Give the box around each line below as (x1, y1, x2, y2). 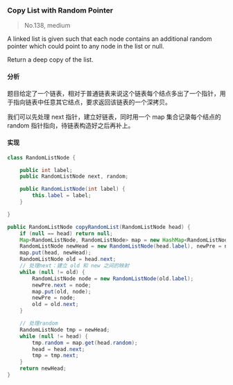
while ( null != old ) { (19, 268, 85, 275)
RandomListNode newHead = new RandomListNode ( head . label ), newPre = (19, 243, 222, 250)
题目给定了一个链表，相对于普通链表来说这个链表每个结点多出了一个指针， (7, 89, 220, 97)
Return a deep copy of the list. (7, 55, 94, 64)
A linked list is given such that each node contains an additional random (7, 35, 212, 43)
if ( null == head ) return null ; (19, 230, 113, 237)
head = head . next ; (32, 345, 85, 352)
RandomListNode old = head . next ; (19, 256, 116, 263)
